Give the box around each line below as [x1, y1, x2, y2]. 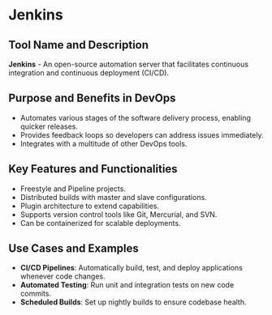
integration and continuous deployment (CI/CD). [8, 68, 169, 78]
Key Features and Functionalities [8, 162, 178, 176]
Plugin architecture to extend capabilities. [19, 201, 160, 211]
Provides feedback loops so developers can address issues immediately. [19, 130, 264, 139]
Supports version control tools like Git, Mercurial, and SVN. [19, 209, 218, 219]
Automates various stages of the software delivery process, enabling [19, 113, 252, 122]
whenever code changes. [19, 271, 106, 281]
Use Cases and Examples [8, 241, 140, 256]
